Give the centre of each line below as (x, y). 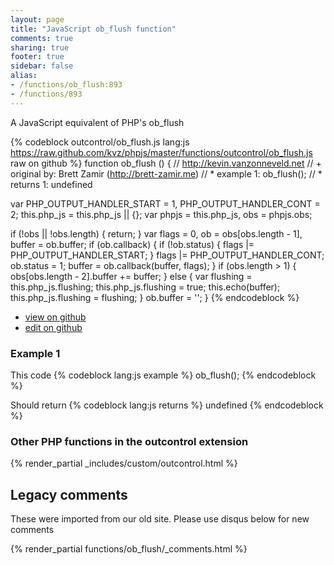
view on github (55, 317)
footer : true (37, 57)
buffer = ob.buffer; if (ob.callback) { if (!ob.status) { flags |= (132, 244)
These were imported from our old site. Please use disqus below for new (160, 519)
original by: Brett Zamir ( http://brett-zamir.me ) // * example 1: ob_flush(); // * (166, 173)
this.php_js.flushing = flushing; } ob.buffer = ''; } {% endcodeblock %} (155, 297)
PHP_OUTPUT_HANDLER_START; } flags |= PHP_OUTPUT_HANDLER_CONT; (167, 255)
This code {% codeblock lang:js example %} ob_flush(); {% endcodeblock (163, 375)
